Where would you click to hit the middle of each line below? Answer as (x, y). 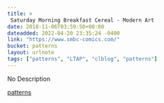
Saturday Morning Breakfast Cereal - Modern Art (82, 20)
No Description (29, 79)
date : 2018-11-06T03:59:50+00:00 (56, 26)
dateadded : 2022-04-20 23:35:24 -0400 (64, 33)
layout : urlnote (31, 53)
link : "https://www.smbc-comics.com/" (64, 40)
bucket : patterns (32, 46)
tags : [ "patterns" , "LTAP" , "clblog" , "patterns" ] (82, 59)
